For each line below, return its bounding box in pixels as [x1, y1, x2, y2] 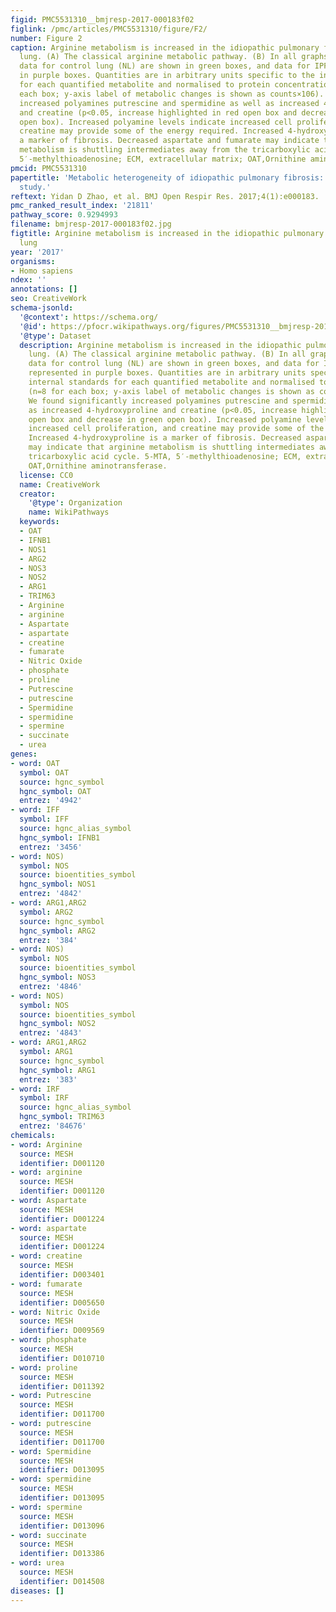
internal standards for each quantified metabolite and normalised [28, 377, 315, 387]
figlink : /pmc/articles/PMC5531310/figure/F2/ [10, 24, 208, 34]
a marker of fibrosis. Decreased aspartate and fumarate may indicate [19, 136, 320, 146]
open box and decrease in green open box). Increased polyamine [28, 414, 302, 425]
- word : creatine [10, 1251, 83, 1261]
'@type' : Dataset [19, 331, 92, 341]
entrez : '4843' [19, 1028, 83, 1038]
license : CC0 [19, 470, 74, 480]
